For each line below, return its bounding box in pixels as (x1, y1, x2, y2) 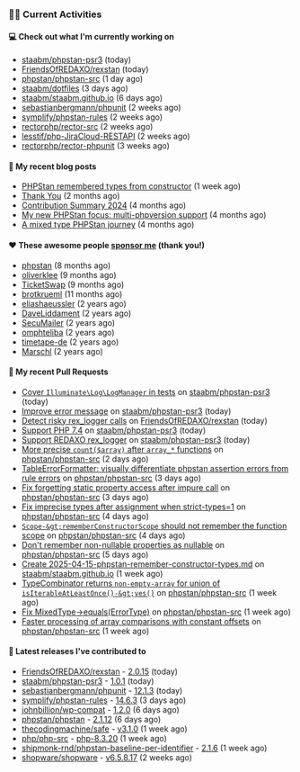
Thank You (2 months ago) (21, 191, 120, 202)
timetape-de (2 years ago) (21, 337, 119, 347)
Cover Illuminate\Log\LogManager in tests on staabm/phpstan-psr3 (21, 386, 270, 397)
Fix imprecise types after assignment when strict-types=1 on (21, 501, 246, 512)
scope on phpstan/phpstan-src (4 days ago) (21, 530, 186, 541)
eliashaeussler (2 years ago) (21, 298, 127, 309)
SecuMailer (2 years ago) (21, 317, 116, 328)
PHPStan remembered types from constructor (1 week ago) (21, 181, 242, 192)
